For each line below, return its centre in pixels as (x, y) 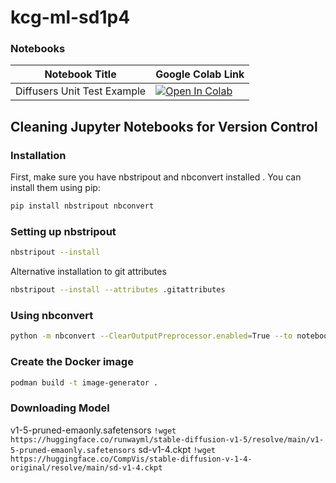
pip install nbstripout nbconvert (82, 206)
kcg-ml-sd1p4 (70, 17)
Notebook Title (80, 74)
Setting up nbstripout (63, 231)
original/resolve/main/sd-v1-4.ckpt (86, 467)
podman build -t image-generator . (84, 382)
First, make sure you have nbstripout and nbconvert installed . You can (156, 177)
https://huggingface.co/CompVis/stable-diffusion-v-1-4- (131, 459)
